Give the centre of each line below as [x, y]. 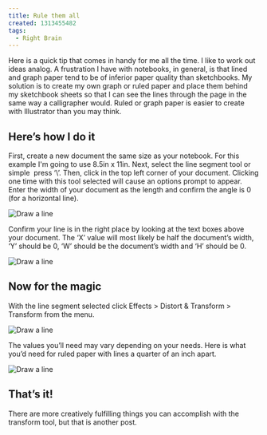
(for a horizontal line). [43, 198]
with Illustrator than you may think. [65, 112]
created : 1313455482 [43, 23]
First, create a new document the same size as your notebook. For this [124, 156]
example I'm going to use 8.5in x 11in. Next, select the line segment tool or [130, 164]
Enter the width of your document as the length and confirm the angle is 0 [130, 190]
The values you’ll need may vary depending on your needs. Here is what [127, 345]
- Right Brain [39, 38]
